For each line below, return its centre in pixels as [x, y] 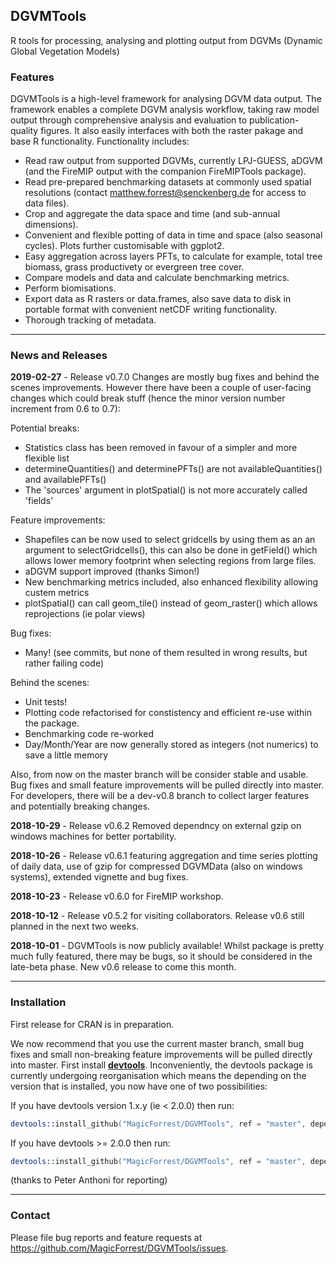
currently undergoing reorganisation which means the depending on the [158, 1075]
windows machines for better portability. [93, 836]
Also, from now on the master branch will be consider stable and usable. [159, 775]
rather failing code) [64, 663]
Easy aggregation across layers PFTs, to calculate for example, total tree [173, 256]
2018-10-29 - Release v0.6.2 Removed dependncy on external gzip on [156, 826]
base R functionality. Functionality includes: [100, 141]
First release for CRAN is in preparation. [92, 1024]
